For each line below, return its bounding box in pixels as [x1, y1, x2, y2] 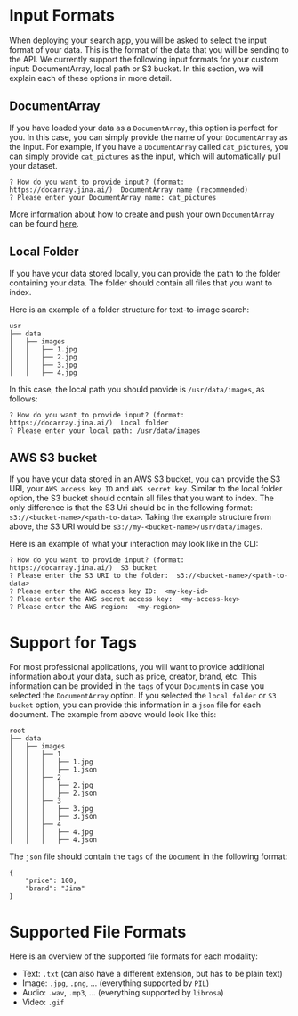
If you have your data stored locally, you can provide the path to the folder [9, 268, 281, 278]
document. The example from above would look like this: [9, 709, 217, 720]
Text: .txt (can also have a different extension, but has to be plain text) [21, 969, 283, 979]
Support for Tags [9, 632, 138, 652]
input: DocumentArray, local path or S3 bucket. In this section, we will [9, 63, 264, 74]
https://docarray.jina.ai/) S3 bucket [9, 564, 157, 573]
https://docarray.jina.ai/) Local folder [9, 418, 169, 427]
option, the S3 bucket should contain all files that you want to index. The [9, 492, 274, 504]
